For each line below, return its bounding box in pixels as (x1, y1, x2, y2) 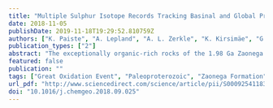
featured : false (8, 58, 63, 66)
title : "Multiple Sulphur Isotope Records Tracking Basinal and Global (8, 11, 256, 20)
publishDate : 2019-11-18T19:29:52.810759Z (8, 27, 154, 35)
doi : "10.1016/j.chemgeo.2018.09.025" (8, 87, 140, 96)
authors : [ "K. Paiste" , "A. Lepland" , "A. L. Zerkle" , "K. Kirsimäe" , (8, 34, 253, 43)
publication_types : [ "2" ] (8, 42, 96, 50)
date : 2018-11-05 (8, 19, 67, 28)
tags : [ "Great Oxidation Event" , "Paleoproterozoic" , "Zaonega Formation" (8, 72, 267, 80)
